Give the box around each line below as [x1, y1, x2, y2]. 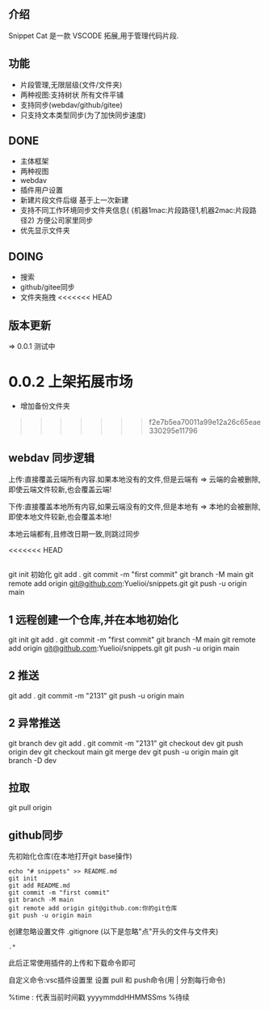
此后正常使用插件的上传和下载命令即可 [8, 958, 136, 968]
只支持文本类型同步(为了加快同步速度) [19, 110, 147, 120]
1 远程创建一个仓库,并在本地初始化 [8, 613, 179, 626]
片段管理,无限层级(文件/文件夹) [19, 79, 123, 89]
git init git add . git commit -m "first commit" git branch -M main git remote [8, 634, 256, 645]
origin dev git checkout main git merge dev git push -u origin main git [8, 747, 239, 757]
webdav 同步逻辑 [8, 452, 95, 465]
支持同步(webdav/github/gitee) [19, 100, 123, 109]
